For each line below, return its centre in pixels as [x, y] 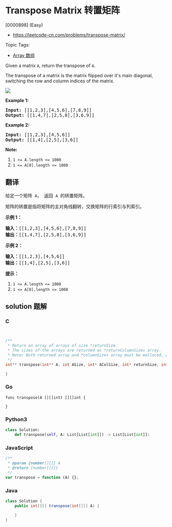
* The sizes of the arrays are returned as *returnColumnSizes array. [84, 351]
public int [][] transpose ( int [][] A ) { [57, 506]
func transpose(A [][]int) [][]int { [46, 397]
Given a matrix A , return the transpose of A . [50, 65]
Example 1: [17, 100]
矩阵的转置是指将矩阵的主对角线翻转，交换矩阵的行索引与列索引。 [75, 206]
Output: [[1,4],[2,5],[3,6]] [42, 140]
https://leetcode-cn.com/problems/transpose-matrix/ [69, 35]
